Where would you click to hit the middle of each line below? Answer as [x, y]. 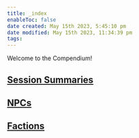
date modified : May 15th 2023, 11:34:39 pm [70, 32]
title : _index [27, 13]
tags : [15, 39]
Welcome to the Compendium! [50, 58]
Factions [26, 126]
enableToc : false [32, 20]
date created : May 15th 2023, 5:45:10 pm [67, 26]
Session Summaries [50, 80]
